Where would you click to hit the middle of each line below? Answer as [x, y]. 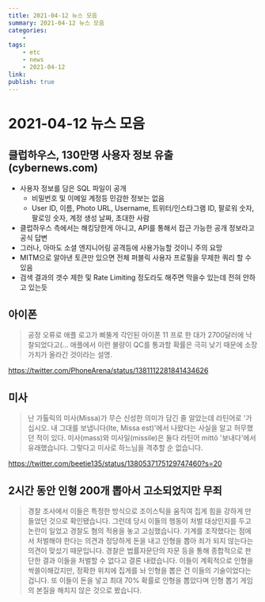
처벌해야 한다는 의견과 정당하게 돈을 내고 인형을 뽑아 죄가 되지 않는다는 [145, 540]
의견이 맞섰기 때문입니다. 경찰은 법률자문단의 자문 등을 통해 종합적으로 [135, 551]
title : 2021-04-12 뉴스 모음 [53, 15]
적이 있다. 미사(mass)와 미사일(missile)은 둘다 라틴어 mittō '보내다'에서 [146, 438]
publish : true [32, 82]
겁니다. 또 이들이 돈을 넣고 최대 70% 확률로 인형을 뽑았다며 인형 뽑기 [133, 580]
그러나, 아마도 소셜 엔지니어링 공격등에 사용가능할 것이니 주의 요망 [121, 247]
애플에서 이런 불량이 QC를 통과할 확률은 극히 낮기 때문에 [157, 345]
